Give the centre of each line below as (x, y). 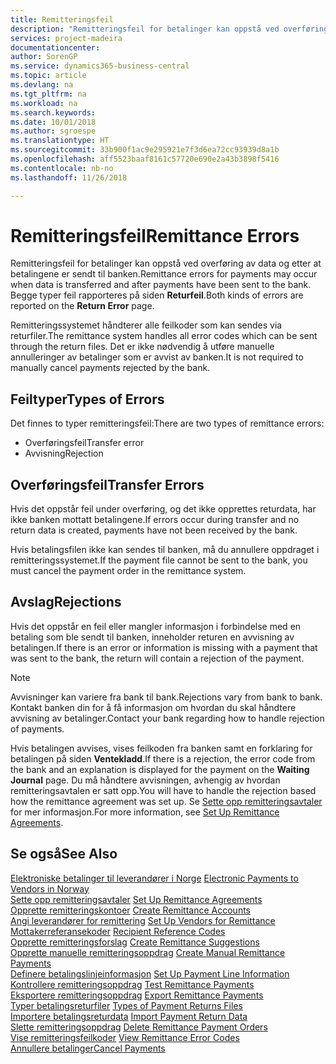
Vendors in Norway (50, 888)
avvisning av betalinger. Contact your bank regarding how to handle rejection (167, 718)
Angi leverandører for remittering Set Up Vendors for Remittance (143, 920)
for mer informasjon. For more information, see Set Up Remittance (145, 812)
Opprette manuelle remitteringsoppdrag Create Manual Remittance (148, 952)
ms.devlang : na (42, 85)
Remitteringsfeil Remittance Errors (155, 235)
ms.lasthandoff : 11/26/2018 (69, 177)
